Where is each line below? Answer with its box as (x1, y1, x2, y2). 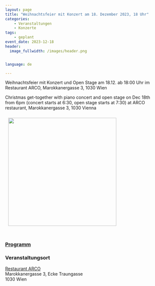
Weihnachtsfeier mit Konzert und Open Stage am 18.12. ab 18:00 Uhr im (5, 80, 150, 85)
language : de (5, 62, 32, 67)
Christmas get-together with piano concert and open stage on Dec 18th (5, 94, 151, 100)
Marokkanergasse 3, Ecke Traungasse (5, 271, 83, 277)
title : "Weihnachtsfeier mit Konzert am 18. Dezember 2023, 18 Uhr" (5, 12, 149, 17)
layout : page (5, 7, 32, 12)
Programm (5, 241, 31, 248)
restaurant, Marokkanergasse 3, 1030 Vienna (5, 105, 97, 111)
